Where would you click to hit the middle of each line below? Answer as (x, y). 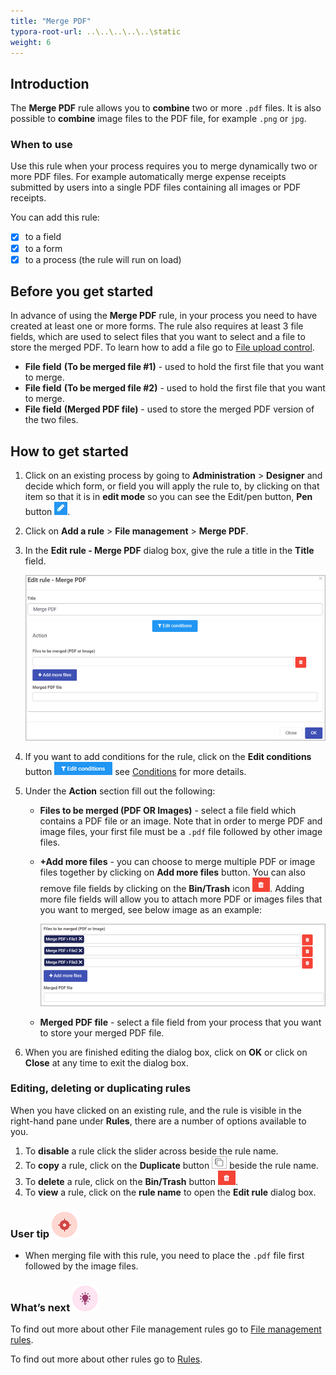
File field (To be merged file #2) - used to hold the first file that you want (175, 388)
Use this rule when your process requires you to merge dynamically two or (164, 166)
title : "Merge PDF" (51, 21)
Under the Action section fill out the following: (120, 791)
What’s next (40, 1308)
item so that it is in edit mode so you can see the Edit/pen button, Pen (168, 497)
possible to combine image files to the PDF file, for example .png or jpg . (158, 119)
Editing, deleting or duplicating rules (101, 1088)
